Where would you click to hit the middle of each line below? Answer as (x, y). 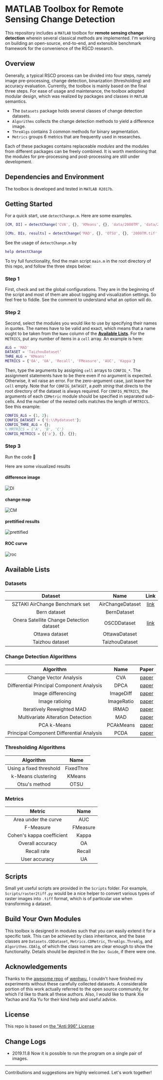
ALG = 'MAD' (17, 347)
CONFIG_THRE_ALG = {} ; (28, 424)
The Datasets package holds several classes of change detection (77, 111)
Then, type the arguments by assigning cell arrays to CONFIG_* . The (73, 370)
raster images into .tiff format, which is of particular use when (69, 898)
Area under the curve (38, 820)
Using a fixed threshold (34, 768)
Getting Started (29, 204)
